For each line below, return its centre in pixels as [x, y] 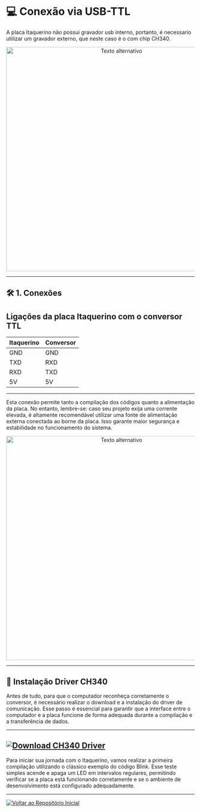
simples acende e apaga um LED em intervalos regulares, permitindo [91, 773]
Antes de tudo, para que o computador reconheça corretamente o [88, 696]
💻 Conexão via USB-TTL [68, 12]
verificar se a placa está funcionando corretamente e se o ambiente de [94, 779]
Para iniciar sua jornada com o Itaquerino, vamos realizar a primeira [90, 760]
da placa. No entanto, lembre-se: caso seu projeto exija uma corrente [92, 409]
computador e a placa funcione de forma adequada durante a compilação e [99, 715]
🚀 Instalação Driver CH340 [57, 681]
